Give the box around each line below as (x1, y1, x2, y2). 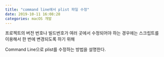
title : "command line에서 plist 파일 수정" (5, 7, 90, 12)
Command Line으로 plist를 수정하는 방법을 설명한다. (5, 47, 106, 53)
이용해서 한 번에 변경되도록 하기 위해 (5, 36, 75, 42)
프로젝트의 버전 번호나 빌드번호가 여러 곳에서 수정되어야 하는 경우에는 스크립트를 (5, 30, 159, 36)
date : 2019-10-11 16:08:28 (5, 12, 61, 17)
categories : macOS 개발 (5, 16, 52, 21)
